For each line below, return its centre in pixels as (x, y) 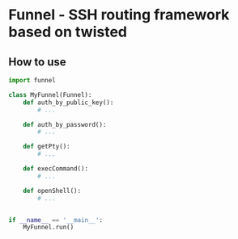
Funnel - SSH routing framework (119, 15)
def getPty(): (47, 147)
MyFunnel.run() (49, 228)
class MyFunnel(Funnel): (50, 94)
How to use (37, 62)
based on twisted (68, 32)
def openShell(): (52, 191)
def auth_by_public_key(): (68, 103)
